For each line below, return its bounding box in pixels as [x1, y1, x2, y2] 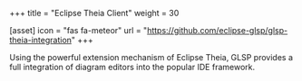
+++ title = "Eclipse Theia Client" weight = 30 [9, 8, 180, 18]
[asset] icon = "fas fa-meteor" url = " [9, 25, 148, 35]
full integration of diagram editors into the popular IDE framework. [9, 62, 256, 72]
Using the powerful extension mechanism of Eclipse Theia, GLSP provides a [9, 52, 293, 62]
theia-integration [9, 35, 73, 45]
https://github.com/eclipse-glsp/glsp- [146, 25, 288, 35]
